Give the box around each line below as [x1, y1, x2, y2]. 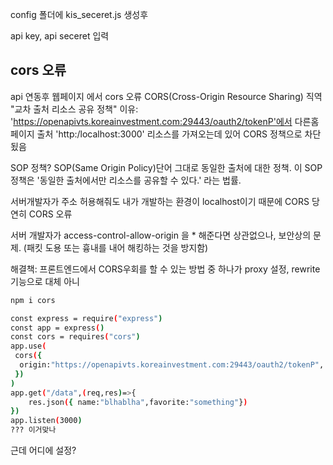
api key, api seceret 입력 [10, 30, 110, 42]
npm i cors [10, 295, 56, 305]
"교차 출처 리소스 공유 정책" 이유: [10, 103, 139, 115]
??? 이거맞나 [10, 425, 57, 435]
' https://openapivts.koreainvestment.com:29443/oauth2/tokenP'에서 [10, 115, 293, 127]
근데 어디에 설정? [10, 444, 77, 457]
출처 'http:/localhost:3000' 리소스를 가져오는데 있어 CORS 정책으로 [36, 128, 303, 140]
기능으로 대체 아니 [10, 275, 80, 287]
